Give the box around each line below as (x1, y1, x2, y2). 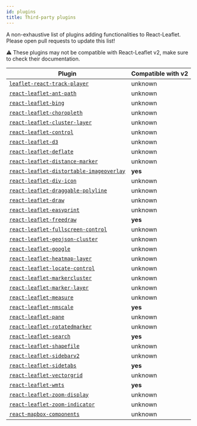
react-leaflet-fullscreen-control (9, 226, 107, 233)
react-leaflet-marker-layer (9, 284, 89, 291)
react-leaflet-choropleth (9, 109, 83, 116)
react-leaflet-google (9, 245, 70, 252)
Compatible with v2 (131, 69, 189, 78)
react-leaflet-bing (9, 99, 64, 106)
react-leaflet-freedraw (9, 216, 77, 223)
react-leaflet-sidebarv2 (9, 352, 80, 359)
